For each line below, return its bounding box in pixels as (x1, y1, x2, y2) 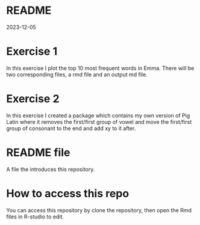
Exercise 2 (6, 92, 60, 106)
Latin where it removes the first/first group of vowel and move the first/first (6, 118, 192, 125)
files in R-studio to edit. (6, 213, 64, 220)
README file (6, 146, 70, 159)
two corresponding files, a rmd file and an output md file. (6, 70, 148, 78)
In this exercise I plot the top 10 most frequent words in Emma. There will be (6, 64, 195, 72)
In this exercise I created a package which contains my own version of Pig (6, 112, 190, 119)
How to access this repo (6, 186, 130, 200)
